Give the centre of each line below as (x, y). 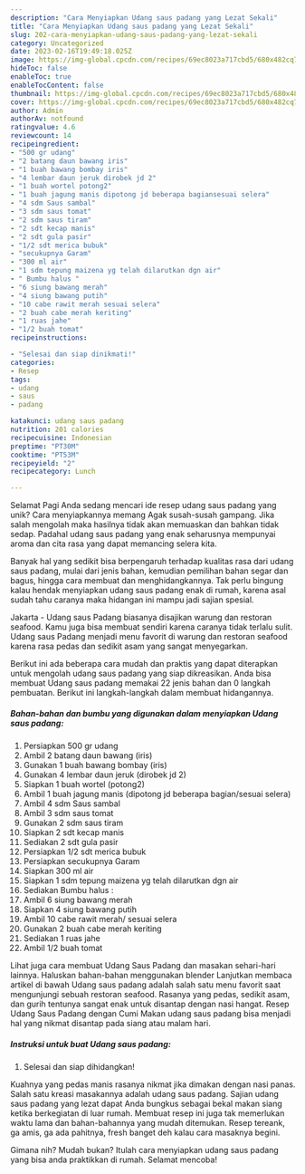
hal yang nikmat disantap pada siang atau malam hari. (110, 1024)
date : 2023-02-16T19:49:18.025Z (71, 52)
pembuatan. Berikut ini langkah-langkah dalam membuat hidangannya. (142, 693)
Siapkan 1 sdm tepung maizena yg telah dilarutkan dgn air (131, 880)
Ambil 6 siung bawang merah (78, 900)
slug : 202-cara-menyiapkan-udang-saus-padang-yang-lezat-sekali (134, 34)
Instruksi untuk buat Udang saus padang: (91, 1044)
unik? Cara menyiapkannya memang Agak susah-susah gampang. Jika (143, 515)
